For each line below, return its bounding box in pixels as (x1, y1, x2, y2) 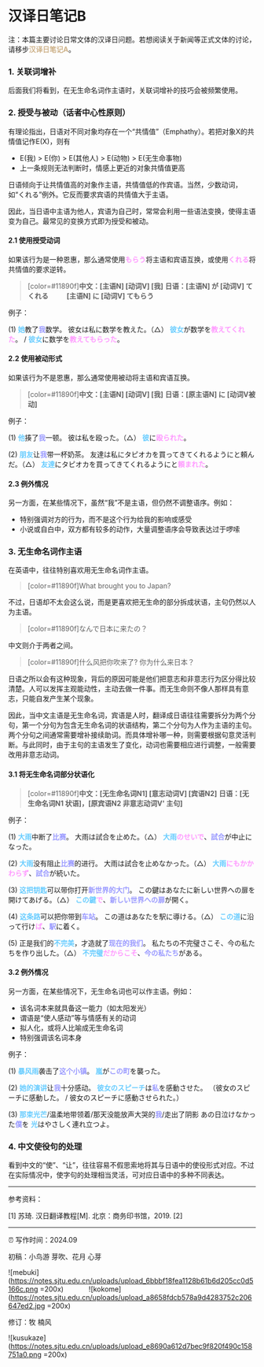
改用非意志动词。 (8, 750, 64, 760)
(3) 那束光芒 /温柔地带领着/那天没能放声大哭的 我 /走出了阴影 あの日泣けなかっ (8, 1110, 256, 1119)
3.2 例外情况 (8, 968, 49, 977)
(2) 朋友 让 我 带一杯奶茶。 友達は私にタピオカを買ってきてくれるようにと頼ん (8, 450, 255, 459)
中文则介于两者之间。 (8, 641, 77, 650)
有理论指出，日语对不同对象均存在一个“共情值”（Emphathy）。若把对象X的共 (8, 127, 255, 136)
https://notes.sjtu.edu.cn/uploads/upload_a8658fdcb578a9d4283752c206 (10, 1293, 253, 1302)
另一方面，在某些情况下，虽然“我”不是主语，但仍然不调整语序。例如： (8, 498, 235, 508)
